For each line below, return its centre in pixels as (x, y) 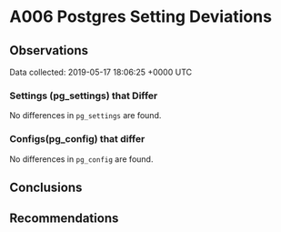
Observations (49, 50)
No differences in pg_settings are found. (85, 116)
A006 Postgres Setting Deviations (141, 17)
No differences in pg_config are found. (81, 159)
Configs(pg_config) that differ (77, 139)
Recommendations (64, 219)
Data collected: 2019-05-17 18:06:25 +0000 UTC (101, 72)
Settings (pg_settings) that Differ (84, 96)
